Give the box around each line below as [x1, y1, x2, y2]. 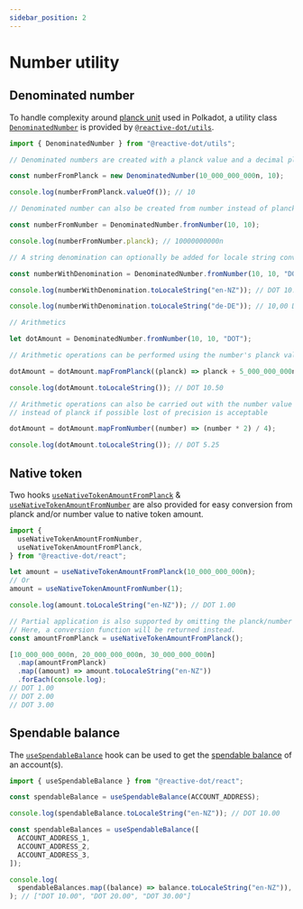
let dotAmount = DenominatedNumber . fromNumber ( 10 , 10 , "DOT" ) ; [9, 335, 252, 344]
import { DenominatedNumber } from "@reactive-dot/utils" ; [9, 139, 236, 148]
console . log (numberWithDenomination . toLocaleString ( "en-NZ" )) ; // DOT [9, 285, 280, 294]
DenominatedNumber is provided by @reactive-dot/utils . [9, 121, 215, 132]
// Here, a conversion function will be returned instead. [9, 625, 236, 635]
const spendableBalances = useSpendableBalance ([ [9, 825, 200, 835]
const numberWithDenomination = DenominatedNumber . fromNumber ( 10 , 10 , [9, 269, 280, 278]
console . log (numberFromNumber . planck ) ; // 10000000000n [9, 237, 224, 246]
